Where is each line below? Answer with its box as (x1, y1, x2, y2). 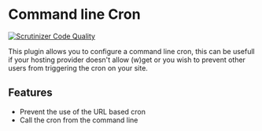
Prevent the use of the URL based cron (19, 107, 146, 116)
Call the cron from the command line (19, 115, 138, 125)
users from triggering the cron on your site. (8, 63, 148, 72)
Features (8, 86, 53, 100)
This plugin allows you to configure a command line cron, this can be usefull (8, 46, 255, 56)
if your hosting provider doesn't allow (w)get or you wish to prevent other (8, 55, 246, 64)
